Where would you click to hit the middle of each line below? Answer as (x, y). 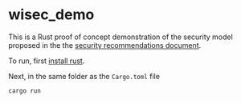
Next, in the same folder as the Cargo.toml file (84, 76)
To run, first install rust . (47, 61)
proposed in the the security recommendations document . (105, 45)
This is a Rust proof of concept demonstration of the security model (120, 37)
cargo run (25, 91)
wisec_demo (51, 15)
